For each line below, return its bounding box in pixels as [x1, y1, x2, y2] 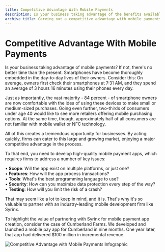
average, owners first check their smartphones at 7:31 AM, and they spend [5, 80, 156, 86]
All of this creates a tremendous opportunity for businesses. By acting [5, 131, 147, 137]
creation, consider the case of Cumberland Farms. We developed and [5, 221, 146, 227]
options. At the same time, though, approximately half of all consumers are [5, 116, 156, 122]
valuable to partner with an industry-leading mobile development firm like [5, 201, 154, 207]
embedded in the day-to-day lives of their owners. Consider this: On [5, 75, 143, 81]
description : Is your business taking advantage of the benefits [5, 12, 141, 17]
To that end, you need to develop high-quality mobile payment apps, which [5, 151, 157, 157]
